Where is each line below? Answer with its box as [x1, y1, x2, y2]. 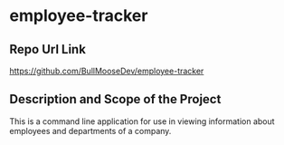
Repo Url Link [9, 42, 86, 57]
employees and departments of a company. [9, 125, 172, 136]
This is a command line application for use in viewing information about [9, 115, 275, 127]
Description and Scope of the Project [9, 92, 222, 107]
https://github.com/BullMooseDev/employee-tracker [9, 65, 204, 76]
